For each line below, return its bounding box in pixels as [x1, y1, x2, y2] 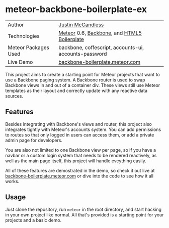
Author [8, 21, 24, 28]
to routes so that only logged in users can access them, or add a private [5, 131, 154, 138]
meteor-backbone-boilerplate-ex [5, 4, 147, 15]
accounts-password [58, 50, 107, 57]
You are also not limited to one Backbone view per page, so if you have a [5, 147, 156, 153]
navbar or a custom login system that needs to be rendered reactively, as [5, 152, 157, 158]
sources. [5, 93, 24, 99]
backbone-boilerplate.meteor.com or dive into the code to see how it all [5, 173, 153, 179]
